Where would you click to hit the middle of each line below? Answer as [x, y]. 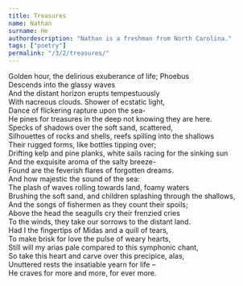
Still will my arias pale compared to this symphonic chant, [103, 247]
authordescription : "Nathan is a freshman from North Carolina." [120, 38]
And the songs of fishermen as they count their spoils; [98, 205]
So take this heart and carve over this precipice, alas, [97, 256]
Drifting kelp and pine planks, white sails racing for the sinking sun [118, 153]
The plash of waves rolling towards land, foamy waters [99, 187]
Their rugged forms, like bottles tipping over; [82, 145]
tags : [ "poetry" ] [37, 46]
